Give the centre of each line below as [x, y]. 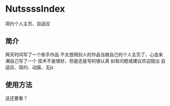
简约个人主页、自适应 [28, 23]
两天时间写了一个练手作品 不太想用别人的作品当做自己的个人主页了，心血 [82, 55]
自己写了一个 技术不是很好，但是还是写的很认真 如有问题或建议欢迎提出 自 [88, 61]
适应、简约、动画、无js [29, 67]
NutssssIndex [35, 9]
